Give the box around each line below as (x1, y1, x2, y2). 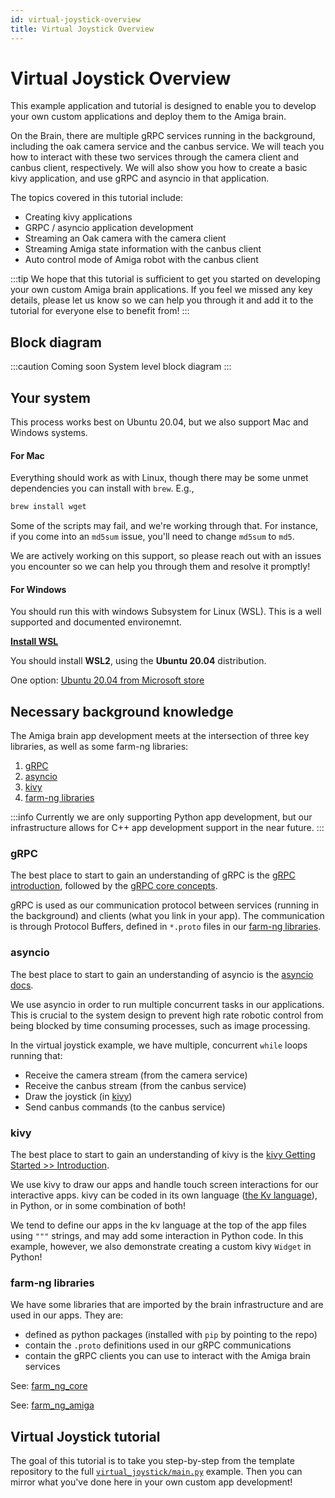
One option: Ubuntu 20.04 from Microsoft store (10, 674, 205, 686)
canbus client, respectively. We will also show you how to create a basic (10, 162, 308, 174)
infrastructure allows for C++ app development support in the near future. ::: (10, 822, 325, 834)
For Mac (10, 449, 45, 461)
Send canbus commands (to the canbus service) (24, 1101, 226, 1113)
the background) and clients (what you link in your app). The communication (10, 910, 325, 922)
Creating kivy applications (24, 211, 133, 223)
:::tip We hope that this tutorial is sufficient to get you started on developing (10, 273, 321, 285)
